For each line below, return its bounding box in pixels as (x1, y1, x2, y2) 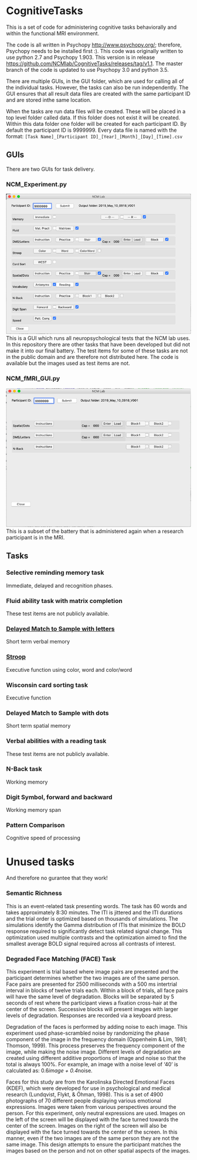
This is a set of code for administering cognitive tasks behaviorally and (6, 24, 177, 31)
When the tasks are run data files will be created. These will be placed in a (6, 108, 186, 115)
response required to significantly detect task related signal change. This (6, 928, 182, 935)
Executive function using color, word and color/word (6, 666, 133, 673)
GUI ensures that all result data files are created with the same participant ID (6, 90, 191, 97)
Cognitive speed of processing (6, 834, 81, 842)
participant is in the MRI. (6, 534, 65, 541)
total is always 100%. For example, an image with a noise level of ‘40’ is (6, 1061, 179, 1068)
